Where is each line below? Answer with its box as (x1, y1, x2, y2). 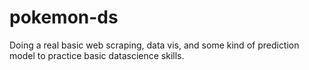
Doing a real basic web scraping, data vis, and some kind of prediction (9, 39, 300, 51)
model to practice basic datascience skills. (9, 49, 185, 61)
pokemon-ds (9, 6, 119, 29)
